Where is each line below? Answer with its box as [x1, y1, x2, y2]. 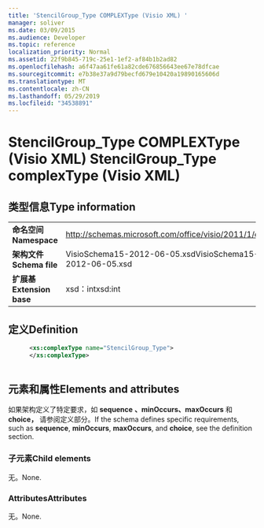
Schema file [12, 259, 58, 270]
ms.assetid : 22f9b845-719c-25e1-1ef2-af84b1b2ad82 [8, 56, 178, 64]
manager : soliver [8, 19, 65, 27]
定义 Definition [8, 322, 79, 336]
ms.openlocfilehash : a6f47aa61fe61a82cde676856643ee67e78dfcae [8, 63, 220, 71]
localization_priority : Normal [8, 48, 111, 56]
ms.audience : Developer [8, 33, 86, 42]
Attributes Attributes [8, 493, 87, 504]
